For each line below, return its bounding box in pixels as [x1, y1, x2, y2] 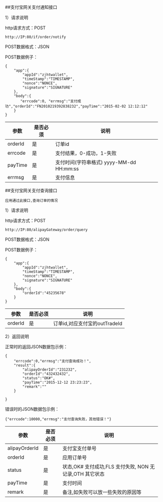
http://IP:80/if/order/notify [5, 35, 66, 39]
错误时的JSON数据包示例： [5, 406, 60, 412]
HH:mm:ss [55, 165, 79, 172]
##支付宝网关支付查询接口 [5, 188, 57, 193]
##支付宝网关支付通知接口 [5, 4, 57, 10]
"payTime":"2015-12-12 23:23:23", [22, 380, 92, 385]
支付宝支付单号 [62, 445, 97, 451]
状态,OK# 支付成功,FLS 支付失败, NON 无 [62, 464, 155, 470]
